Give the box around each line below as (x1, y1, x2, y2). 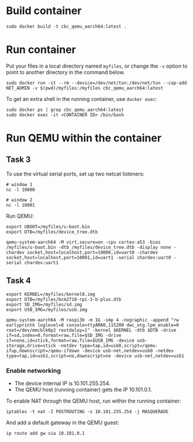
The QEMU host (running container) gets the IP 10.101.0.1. (14, 386, 152, 393)
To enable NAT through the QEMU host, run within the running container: (6, 397, 181, 404)
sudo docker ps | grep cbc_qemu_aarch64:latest (6, 107, 125, 113)
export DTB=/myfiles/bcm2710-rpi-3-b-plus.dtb (6, 296, 122, 302)
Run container (6, 43, 76, 56)
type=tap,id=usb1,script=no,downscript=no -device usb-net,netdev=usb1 (6, 353, 184, 359)
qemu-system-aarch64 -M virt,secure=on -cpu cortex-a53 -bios (6, 239, 161, 245)
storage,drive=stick (6, 342, 57, 349)
